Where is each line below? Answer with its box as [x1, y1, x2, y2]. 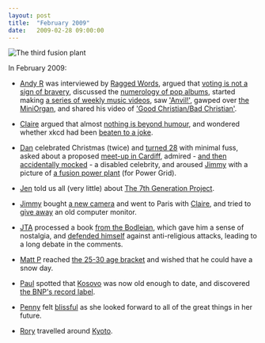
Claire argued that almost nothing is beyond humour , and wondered [19, 120, 240, 129]
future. [19, 311, 42, 321]
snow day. [19, 263, 54, 273]
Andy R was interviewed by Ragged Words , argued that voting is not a [19, 78, 248, 88]
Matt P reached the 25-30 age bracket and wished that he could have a [19, 255, 253, 265]
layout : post [8, 11, 51, 20]
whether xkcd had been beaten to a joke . [19, 128, 153, 137]
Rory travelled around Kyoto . [19, 326, 113, 336]
